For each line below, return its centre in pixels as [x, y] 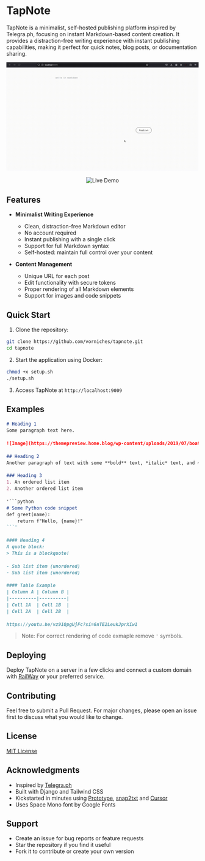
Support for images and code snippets [73, 296]
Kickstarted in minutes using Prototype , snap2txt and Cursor [91, 798]
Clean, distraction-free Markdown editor [75, 227]
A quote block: [26, 547]
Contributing [31, 696]
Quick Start [28, 315]
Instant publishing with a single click [70, 239]
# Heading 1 [21, 424]
